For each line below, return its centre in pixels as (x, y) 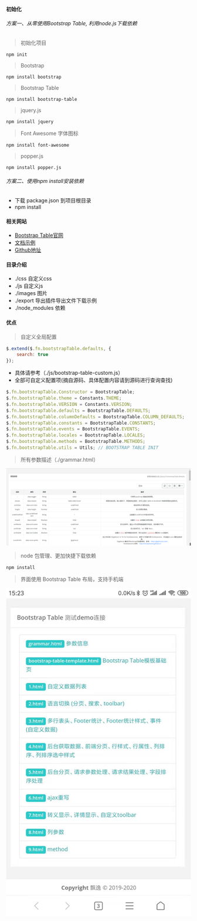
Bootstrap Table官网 (39, 235)
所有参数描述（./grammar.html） (59, 459)
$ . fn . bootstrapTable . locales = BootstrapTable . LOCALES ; (76, 435)
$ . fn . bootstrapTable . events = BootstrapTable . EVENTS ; (73, 429)
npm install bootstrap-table (42, 99)
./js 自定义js (29, 286)
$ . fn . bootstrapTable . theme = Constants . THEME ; (64, 398)
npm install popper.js (34, 167)
